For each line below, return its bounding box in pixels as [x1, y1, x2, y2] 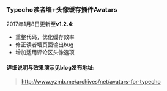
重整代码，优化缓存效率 [15, 34, 75, 41]
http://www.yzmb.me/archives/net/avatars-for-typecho [21, 78, 161, 85]
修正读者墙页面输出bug [15, 41, 74, 48]
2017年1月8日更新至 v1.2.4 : [6, 20, 74, 28]
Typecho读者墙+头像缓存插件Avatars [6, 5, 117, 13]
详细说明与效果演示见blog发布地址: [6, 64, 95, 71]
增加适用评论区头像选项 [15, 49, 75, 56]
